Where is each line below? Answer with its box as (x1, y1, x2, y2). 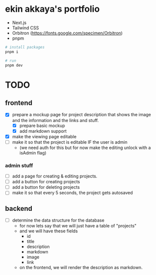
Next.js (12, 20, 27, 25)
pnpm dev (5, 63, 23, 68)
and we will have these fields (19, 228, 78, 234)
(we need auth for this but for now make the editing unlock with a (19, 145, 151, 150)
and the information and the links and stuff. (12, 117, 99, 123)
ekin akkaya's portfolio (5, 3, 100, 15)
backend (5, 204, 33, 213)
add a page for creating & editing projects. (12, 173, 98, 179)
